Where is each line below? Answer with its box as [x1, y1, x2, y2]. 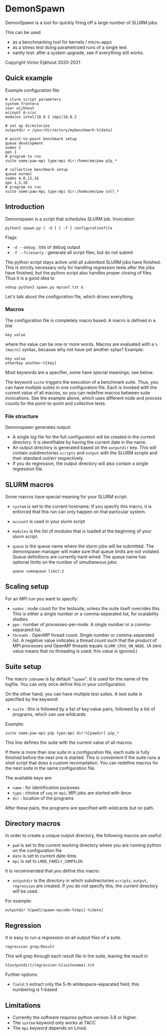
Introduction [5, 202, 45, 211]
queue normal [5, 171, 32, 176]
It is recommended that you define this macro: [5, 868, 100, 874]
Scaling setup [5, 582, 49, 591]
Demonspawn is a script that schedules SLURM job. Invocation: [5, 216, 136, 222]
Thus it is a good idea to [5, 275, 55, 281]
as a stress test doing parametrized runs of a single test [12, 44, 127, 50]
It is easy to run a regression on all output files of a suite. [5, 935, 122, 941]
